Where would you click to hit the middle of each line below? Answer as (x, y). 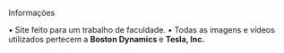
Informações (32, 13)
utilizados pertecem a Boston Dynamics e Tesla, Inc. (107, 39)
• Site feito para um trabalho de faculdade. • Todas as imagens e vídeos (142, 30)
